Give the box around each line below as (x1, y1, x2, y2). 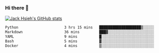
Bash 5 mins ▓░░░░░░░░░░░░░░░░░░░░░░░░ (5, 39, 154, 44)
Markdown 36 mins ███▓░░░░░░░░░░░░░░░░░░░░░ (5, 29, 154, 35)
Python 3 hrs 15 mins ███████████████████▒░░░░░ (5, 25, 154, 30)
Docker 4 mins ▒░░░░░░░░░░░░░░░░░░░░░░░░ (5, 43, 154, 48)
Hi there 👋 (5, 4, 29, 11)
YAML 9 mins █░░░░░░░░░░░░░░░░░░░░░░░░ (5, 34, 154, 39)
